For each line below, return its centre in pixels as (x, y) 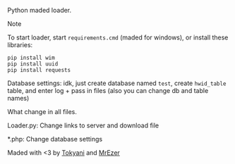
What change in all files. (42, 112)
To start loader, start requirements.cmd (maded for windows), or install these (118, 37)
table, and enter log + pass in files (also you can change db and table (108, 90)
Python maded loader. (40, 10)
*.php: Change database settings (55, 139)
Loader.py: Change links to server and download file (83, 125)
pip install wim (31, 58)
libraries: (20, 45)
